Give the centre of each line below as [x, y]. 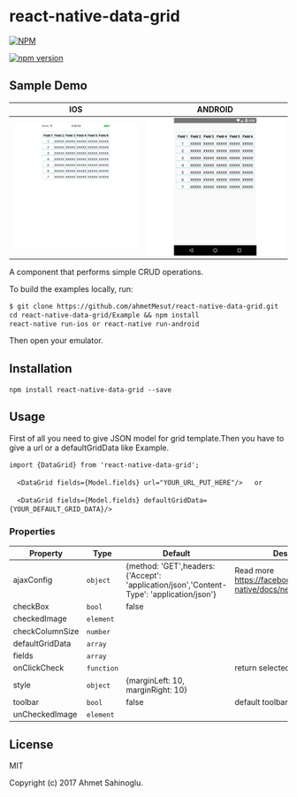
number [99, 632]
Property [46, 553]
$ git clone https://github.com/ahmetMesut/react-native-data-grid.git [144, 307]
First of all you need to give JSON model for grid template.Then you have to [147, 438]
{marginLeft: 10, [155, 680]
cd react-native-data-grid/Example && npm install [104, 316]
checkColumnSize [46, 631]
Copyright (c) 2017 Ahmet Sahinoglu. [76, 783]
